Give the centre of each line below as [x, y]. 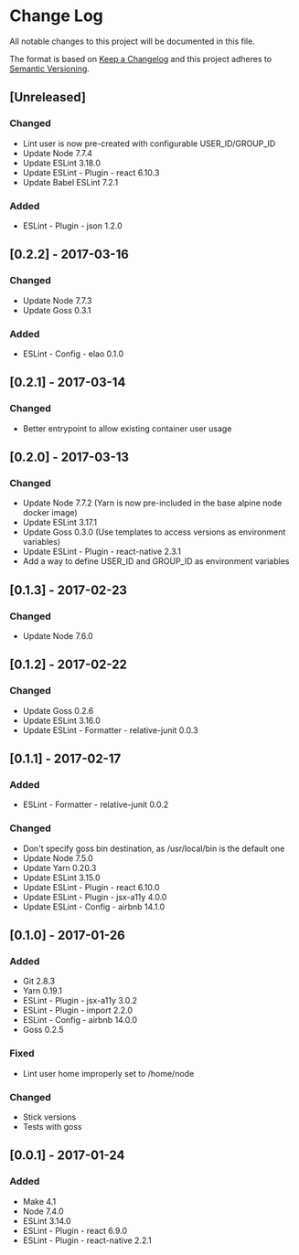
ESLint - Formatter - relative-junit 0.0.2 [96, 804]
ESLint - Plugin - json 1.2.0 [72, 226]
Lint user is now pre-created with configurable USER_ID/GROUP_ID [149, 144]
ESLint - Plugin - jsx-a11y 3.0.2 [80, 1001]
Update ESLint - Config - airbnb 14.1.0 [94, 907]
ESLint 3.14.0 [47, 1220]
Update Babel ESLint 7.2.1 [70, 182]
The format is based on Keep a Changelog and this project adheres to [141, 58]
